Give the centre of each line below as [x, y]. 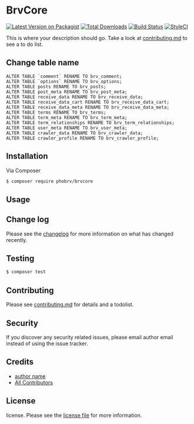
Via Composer [24, 170]
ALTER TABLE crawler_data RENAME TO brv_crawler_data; [75, 133]
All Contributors [34, 382]
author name [30, 376]
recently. [17, 240]
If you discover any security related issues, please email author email [90, 337]
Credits [20, 362]
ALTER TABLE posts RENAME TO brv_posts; [56, 87]
